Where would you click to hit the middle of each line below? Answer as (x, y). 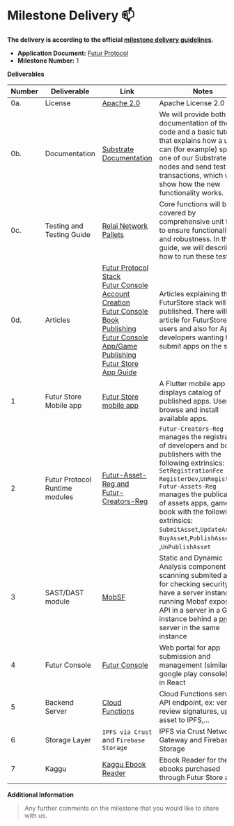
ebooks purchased (190, 768)
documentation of (188, 123)
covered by (178, 213)
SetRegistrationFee (192, 471)
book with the (181, 512)
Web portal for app (190, 648)
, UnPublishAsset (185, 546)
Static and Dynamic (191, 558)
